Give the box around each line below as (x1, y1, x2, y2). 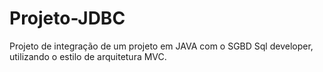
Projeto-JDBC (9, 7, 126, 30)
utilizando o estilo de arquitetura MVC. (9, 50, 167, 62)
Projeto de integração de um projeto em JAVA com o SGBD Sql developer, (9, 40, 314, 52)
